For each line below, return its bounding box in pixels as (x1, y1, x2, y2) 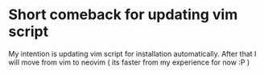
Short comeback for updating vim (8, 6, 238, 24)
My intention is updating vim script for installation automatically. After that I (8, 49, 257, 58)
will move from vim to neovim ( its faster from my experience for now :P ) (8, 57, 250, 67)
